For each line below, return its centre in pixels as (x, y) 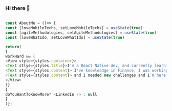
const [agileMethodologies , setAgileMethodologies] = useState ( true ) (81, 33)
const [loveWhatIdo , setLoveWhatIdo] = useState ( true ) (65, 37)
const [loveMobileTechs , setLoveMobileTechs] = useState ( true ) (74, 28)
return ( (14, 47)
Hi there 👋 (18, 8)
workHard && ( (20, 56)
